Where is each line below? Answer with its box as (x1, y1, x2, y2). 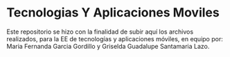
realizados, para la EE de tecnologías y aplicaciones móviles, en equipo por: (6, 34, 223, 43)
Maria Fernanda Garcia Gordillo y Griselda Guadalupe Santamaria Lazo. (6, 42, 210, 50)
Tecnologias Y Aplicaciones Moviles (6, 5, 220, 21)
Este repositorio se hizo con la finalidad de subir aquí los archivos (6, 27, 194, 36)
